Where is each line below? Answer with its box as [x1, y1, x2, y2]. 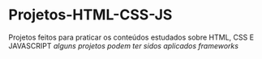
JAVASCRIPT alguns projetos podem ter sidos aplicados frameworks [8, 40, 239, 50]
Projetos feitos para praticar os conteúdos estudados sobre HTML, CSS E [8, 32, 254, 42]
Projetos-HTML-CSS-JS [8, 6, 173, 24]
